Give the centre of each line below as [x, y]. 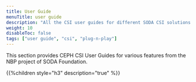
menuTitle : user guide [34, 17]
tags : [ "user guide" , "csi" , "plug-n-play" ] [62, 39]
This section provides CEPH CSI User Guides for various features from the [96, 55]
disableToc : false [29, 33]
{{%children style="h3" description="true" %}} [63, 73]
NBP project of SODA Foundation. [47, 61]
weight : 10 [19, 28]
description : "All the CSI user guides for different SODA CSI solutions [99, 22]
